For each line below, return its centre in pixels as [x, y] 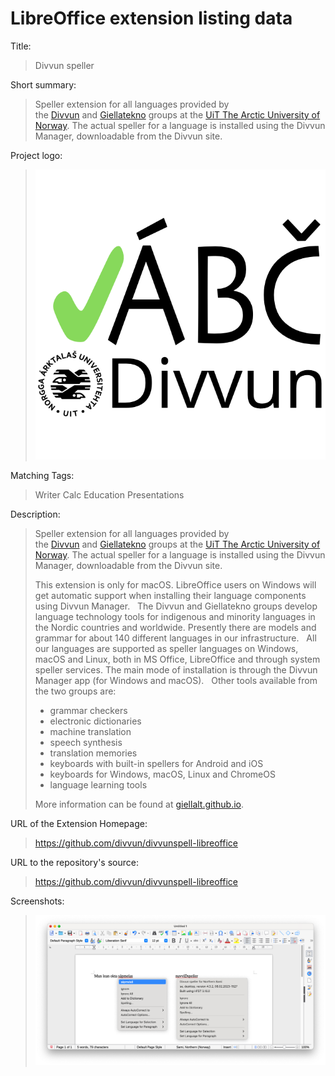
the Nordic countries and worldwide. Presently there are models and [175, 628]
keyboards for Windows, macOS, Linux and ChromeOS [162, 774]
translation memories [93, 753]
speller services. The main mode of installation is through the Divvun [176, 670]
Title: [21, 46]
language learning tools [98, 785]
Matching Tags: [42, 476]
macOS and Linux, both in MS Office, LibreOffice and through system [177, 659]
